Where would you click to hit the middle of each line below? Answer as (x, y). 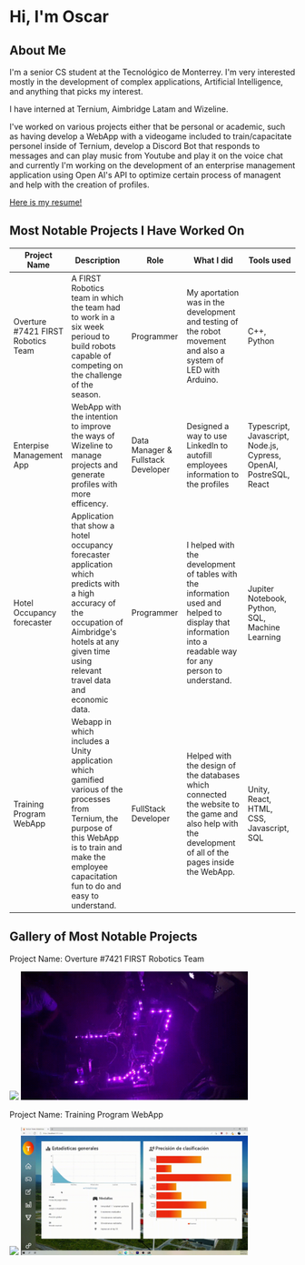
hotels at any (95, 642)
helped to (204, 613)
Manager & (152, 450)
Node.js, (264, 445)
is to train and (97, 848)
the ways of (93, 436)
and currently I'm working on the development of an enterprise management (152, 165)
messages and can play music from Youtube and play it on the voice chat (146, 156)
